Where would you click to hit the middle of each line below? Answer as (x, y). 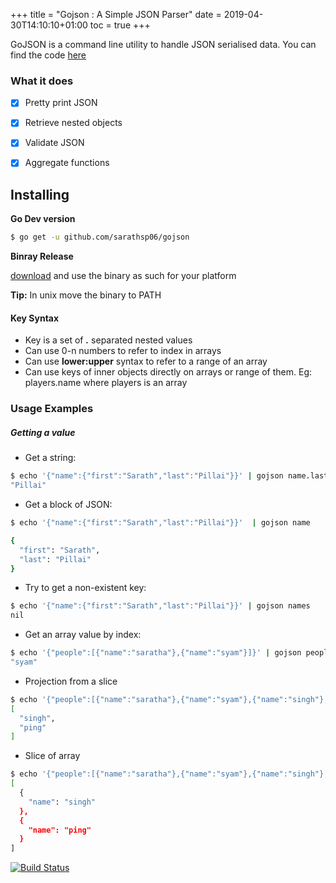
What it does (42, 81)
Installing (40, 194)
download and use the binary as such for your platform (123, 276)
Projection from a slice (71, 681)
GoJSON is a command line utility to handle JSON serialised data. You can (163, 44)
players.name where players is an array (106, 383)
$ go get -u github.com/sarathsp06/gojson (100, 237)
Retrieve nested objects (73, 123)
